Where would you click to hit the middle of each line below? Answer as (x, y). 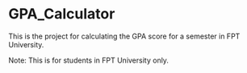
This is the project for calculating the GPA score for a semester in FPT (124, 36)
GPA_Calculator (62, 14)
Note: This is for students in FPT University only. (89, 60)
